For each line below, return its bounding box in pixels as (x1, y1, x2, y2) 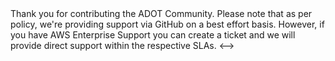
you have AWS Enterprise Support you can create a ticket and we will (10, 29, 296, 41)
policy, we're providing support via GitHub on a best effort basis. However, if (10, 18, 325, 30)
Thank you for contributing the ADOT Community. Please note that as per (10, 8, 313, 19)
